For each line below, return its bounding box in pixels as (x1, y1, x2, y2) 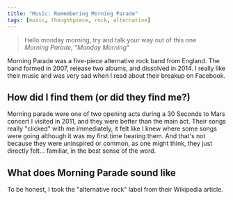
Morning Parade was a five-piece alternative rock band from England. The (7, 56, 220, 65)
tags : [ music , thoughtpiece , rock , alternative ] (7, 17, 151, 24)
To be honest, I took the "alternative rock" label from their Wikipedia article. (7, 185, 224, 194)
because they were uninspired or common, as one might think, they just (7, 140, 213, 148)
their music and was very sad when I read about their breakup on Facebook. (7, 71, 226, 80)
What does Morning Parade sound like (7, 167, 176, 178)
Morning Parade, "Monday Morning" (24, 43, 130, 51)
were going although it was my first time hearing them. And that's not (7, 132, 206, 140)
